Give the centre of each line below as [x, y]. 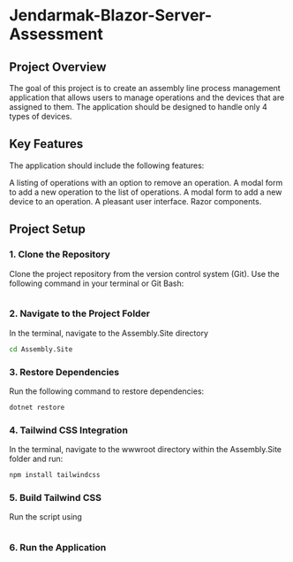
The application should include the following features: [107, 166]
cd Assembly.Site [41, 349]
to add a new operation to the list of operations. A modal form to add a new [146, 192]
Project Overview [58, 67]
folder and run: [36, 459]
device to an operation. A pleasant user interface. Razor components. [135, 201]
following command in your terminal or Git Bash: [97, 283]
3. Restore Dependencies [64, 372]
